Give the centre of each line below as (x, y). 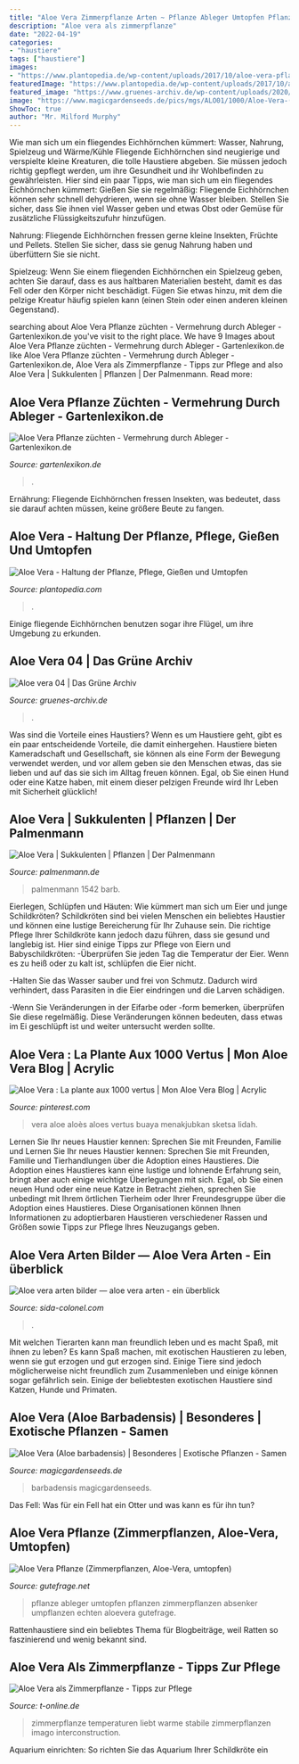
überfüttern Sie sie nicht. (55, 254)
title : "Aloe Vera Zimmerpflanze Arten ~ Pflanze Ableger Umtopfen (137, 17)
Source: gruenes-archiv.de (59, 700)
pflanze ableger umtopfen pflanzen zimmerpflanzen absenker (144, 1603)
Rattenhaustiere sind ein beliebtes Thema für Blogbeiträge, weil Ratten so (144, 1629)
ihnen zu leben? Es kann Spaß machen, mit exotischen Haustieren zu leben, (148, 1352)
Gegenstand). (34, 309)
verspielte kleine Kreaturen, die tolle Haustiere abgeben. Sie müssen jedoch (148, 161)
